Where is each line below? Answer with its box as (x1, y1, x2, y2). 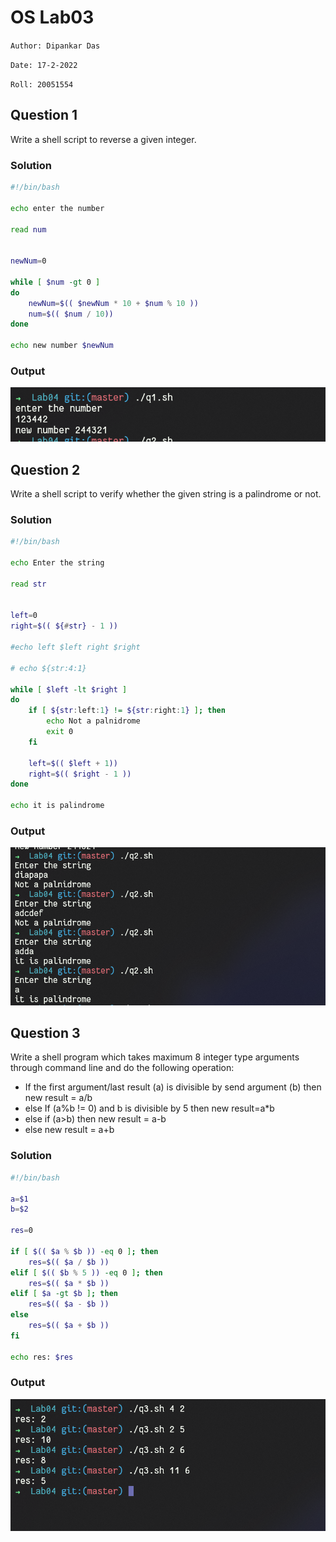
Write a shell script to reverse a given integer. (10, 133, 197, 145)
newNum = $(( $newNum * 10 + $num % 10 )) (28, 298, 199, 308)
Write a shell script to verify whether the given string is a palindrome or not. (10, 488, 322, 500)
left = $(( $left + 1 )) (28, 758, 118, 768)
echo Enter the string (10, 558, 105, 568)
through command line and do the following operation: (10, 1062, 235, 1074)
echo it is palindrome (10, 801, 105, 811)
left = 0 (10, 611, 38, 621)
